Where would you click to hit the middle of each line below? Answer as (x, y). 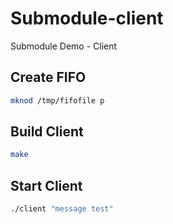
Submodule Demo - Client (64, 46)
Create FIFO (48, 77)
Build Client (47, 132)
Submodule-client (87, 18)
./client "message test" (62, 209)
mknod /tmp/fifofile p (57, 100)
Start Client (46, 185)
